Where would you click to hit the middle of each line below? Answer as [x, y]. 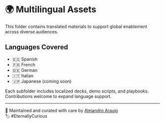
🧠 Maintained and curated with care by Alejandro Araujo [62, 110]
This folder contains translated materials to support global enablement [76, 26]
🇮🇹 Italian [23, 76]
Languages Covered [37, 47]
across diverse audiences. [32, 31]
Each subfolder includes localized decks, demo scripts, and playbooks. [77, 91]
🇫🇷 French [24, 64]
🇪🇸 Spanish [25, 59]
